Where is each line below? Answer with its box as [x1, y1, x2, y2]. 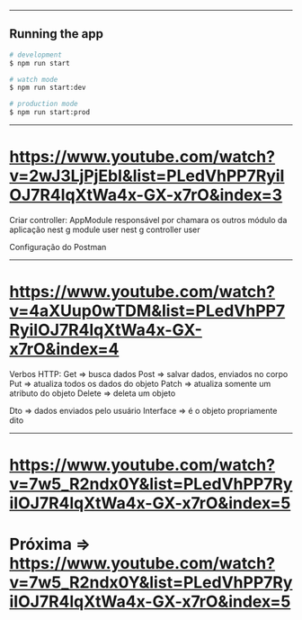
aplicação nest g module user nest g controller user [9, 224, 200, 235]
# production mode [9, 100, 78, 109]
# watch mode [9, 75, 58, 84]
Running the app [9, 26, 103, 41]
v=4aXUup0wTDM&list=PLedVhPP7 [9, 301, 286, 321]
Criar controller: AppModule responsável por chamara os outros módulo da [9, 215, 288, 225]
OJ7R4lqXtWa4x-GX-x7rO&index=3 [9, 185, 283, 205]
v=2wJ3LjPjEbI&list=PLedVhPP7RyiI [9, 166, 285, 186]
